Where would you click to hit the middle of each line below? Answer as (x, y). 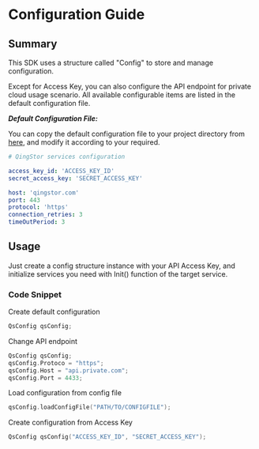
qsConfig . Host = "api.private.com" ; (68, 370)
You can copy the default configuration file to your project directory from (127, 134)
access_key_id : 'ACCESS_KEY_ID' (61, 171)
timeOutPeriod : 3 (37, 222)
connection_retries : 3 (45, 215)
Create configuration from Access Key (70, 423)
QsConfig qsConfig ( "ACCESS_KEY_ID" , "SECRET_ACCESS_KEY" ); (107, 437)
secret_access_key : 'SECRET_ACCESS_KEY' (76, 178)
